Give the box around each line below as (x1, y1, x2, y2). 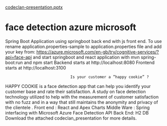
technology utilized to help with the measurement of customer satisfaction (5, 93, 159, 99)
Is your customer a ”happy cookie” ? (70, 74, 149, 79)
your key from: (5, 48, 36, 54)
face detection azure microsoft (5, 22, 136, 33)
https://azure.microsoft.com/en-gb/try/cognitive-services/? (36, 48, 159, 54)
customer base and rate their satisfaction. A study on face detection (5, 88, 146, 94)
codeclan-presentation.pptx (5, 4, 63, 10)
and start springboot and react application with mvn (33, 54, 140, 60)
